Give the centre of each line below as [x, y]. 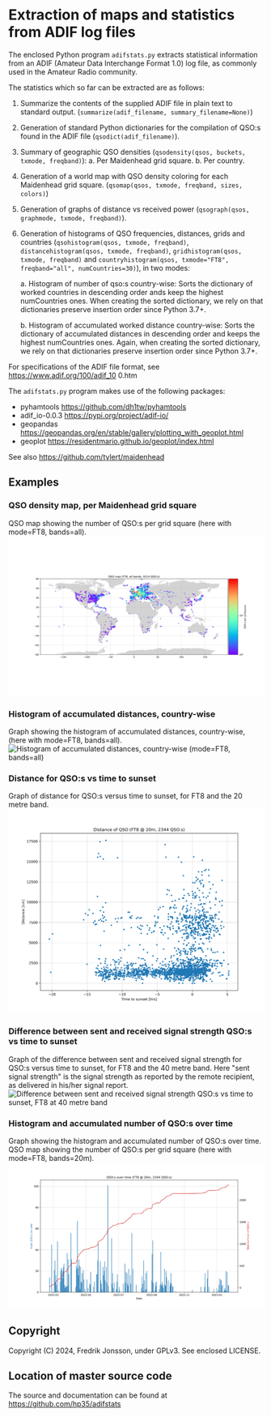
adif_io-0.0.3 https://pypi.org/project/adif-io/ [94, 415]
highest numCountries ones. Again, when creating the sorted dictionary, [140, 342]
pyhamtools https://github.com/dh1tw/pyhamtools [103, 406]
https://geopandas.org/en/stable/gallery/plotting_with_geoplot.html [132, 432]
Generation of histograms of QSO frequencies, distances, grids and [132, 233]
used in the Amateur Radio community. [73, 71]
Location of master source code [90, 1376]
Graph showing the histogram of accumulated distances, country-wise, [127, 731]
